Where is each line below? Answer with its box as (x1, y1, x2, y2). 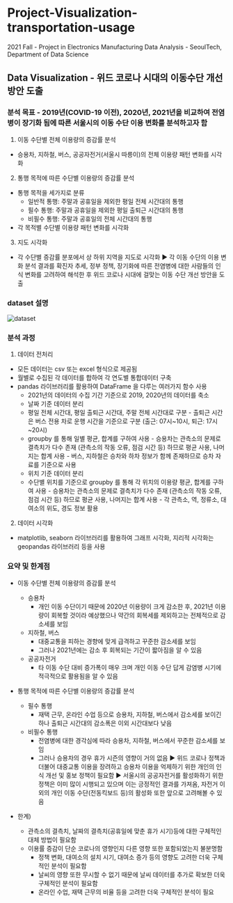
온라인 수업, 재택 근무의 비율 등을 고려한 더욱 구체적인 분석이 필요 (38, 888, 214, 896)
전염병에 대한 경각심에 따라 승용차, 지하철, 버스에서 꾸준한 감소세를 (38, 736, 218, 744)
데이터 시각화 (17, 519, 54, 527)
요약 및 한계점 (7, 562, 51, 572)
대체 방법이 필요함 (27, 835, 77, 844)
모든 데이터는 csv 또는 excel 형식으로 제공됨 (17, 365, 138, 373)
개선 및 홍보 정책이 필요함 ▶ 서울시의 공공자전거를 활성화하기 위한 (45, 771, 224, 779)
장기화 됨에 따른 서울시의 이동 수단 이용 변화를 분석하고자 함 (22, 118, 208, 128)
